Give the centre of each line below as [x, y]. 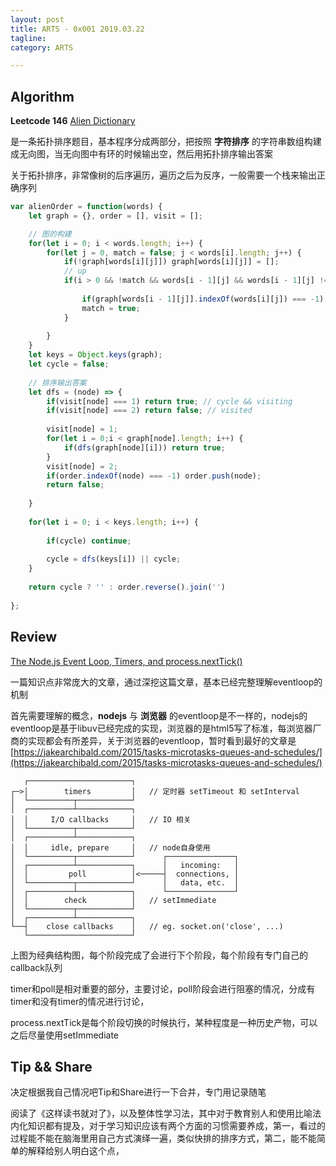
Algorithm [42, 96]
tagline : [28, 38]
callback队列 [36, 967]
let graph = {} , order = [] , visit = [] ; [115, 216]
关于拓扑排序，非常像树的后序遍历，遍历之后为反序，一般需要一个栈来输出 [163, 175]
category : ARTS [42, 47]
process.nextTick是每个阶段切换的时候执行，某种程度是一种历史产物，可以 [164, 1022]
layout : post [37, 19]
